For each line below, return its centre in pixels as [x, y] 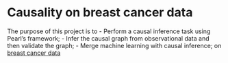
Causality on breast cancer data [100, 13]
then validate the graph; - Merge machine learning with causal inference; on [114, 45]
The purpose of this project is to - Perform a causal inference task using [109, 31]
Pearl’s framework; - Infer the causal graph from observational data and [108, 38]
